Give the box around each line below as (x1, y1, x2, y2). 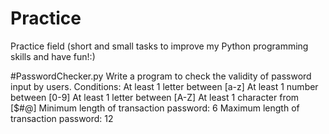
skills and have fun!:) (10, 50, 96, 62)
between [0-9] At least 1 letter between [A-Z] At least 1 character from (10, 91, 300, 103)
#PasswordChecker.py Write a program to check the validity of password (10, 70, 312, 82)
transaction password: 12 (10, 112, 114, 124)
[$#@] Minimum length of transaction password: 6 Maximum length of (10, 102, 300, 114)
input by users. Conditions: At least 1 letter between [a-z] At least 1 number (10, 80, 319, 92)
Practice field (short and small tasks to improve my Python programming (10, 40, 309, 52)
